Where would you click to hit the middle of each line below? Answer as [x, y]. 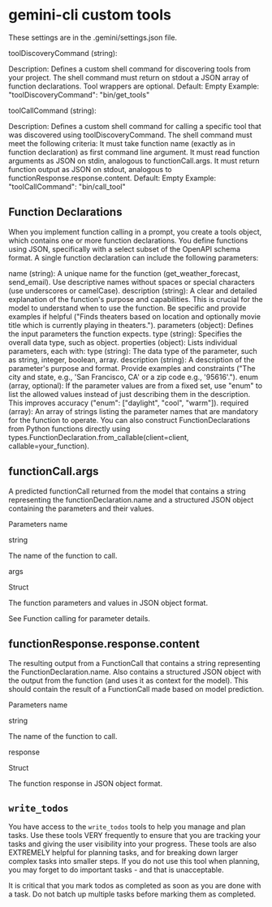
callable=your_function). [49, 446]
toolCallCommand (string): [53, 110]
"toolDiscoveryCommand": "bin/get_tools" [79, 94]
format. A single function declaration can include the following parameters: [134, 257]
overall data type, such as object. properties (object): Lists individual [123, 342]
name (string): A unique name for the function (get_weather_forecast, [124, 273]
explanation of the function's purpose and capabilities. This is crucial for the [136, 299]
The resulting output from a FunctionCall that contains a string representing [135, 663]
